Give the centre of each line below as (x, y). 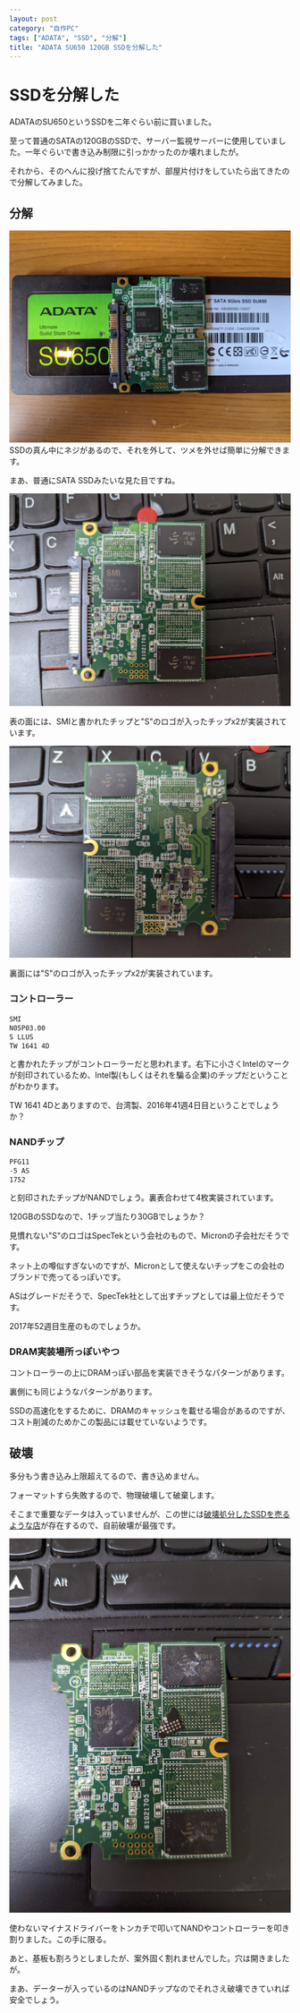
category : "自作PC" (44, 28)
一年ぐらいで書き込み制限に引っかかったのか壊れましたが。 (134, 152)
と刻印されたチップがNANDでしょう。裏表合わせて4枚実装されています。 (144, 1198)
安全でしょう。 (37, 2000)
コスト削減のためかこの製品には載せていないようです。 (111, 1422)
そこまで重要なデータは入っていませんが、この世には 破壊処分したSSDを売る (150, 1514)
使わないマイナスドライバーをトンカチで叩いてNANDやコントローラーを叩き (150, 1928)
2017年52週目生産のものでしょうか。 (77, 1326)
